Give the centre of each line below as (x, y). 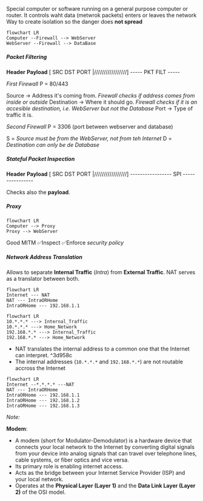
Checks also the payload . (38, 192)
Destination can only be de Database (53, 144)
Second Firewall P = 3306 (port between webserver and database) (90, 126)
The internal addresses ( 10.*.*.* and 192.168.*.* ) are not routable (99, 361)
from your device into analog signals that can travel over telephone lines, (106, 453)
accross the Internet (40, 368)
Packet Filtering (27, 56)
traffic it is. (20, 115)
